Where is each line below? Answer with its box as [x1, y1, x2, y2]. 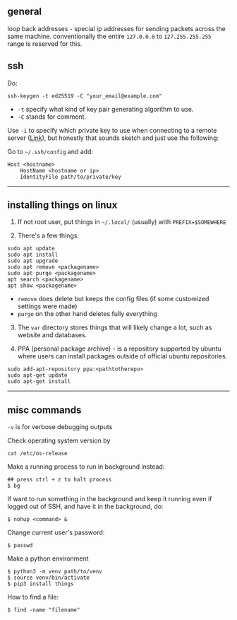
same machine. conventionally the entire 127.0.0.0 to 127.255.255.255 [7, 32, 212, 40]
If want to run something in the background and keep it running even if [7, 495, 212, 503]
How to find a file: [7, 593, 59, 602]
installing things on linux [7, 199, 118, 211]
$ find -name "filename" [7, 607, 80, 614]
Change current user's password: [7, 528, 105, 537]
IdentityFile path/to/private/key [20, 173, 121, 180]
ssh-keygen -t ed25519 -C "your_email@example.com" [7, 92, 162, 100]
